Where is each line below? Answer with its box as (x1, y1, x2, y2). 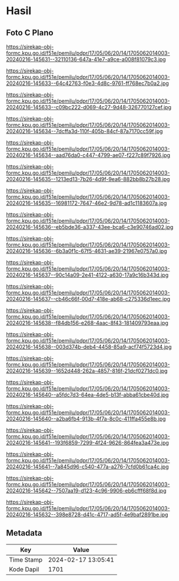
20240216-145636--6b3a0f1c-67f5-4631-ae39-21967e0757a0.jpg (6, 248, 167, 254)
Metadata (6, 528, 42, 538)
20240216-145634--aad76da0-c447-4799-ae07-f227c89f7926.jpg (6, 152, 171, 159)
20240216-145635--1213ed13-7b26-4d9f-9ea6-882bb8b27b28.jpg (6, 176, 170, 182)
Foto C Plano (6, 28, 54, 38)
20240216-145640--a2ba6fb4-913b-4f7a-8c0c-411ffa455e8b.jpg (6, 415, 166, 422)
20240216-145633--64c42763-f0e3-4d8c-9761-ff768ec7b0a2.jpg (6, 80, 169, 87)
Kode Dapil (9, 565, 39, 573)
